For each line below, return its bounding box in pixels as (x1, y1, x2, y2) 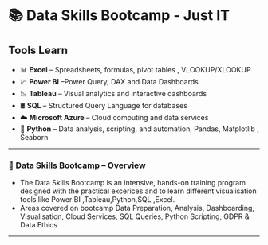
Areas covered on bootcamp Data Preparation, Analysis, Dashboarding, (19, 204, 255, 213)
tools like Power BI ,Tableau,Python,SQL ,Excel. (19, 195, 175, 204)
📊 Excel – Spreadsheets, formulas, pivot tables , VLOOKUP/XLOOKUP (19, 65, 251, 74)
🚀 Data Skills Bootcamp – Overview (8, 160, 146, 171)
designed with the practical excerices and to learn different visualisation (19, 186, 257, 196)
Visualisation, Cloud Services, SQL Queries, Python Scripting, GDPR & (19, 212, 250, 221)
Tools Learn (8, 43, 69, 56)
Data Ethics (19, 220, 58, 230)
